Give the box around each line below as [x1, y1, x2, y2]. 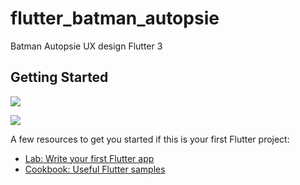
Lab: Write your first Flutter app [24, 152, 155, 164]
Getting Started [10, 69, 109, 86]
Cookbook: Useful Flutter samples [24, 163, 166, 175]
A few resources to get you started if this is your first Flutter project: [10, 133, 290, 145]
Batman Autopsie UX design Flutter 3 [10, 40, 163, 52]
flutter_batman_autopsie [10, 7, 220, 30]
